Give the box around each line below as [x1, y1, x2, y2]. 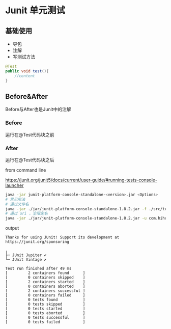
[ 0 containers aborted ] [5, 284, 85, 289]
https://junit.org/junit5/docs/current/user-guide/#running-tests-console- [5, 177, 158, 183]
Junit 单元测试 [5, 5, 65, 16]
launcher [5, 182, 24, 188]
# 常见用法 [5, 197, 25, 202]
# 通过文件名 [5, 202, 29, 207]
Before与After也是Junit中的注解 [5, 106, 71, 113]
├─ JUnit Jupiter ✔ [5, 253, 47, 258]
